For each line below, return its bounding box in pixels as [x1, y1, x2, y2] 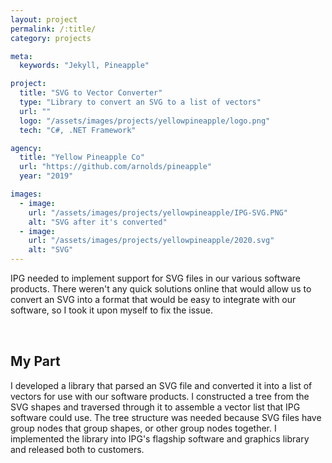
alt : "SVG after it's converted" [28, 217, 168, 227]
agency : [10, 143, 43, 153]
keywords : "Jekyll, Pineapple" [19, 61, 150, 71]
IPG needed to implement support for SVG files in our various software [10, 272, 302, 284]
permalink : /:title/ [10, 24, 97, 34]
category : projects [10, 33, 92, 43]
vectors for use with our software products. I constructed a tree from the [10, 390, 310, 402]
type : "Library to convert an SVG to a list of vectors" [19, 97, 262, 107]
